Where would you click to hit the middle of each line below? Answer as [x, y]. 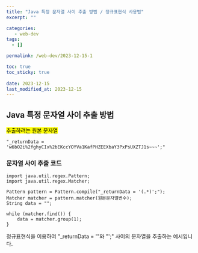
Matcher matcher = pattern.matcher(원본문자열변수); [69, 198]
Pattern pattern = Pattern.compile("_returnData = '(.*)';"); [86, 192]
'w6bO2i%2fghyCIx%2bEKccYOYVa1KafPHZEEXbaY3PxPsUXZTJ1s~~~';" [86, 147]
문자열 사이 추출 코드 [34, 163]
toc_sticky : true [28, 72]
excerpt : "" [21, 17]
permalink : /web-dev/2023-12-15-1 [50, 56]
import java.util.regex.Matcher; [48, 181]
